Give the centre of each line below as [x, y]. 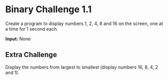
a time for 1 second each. [32, 29]
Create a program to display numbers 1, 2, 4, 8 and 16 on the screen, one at [84, 23]
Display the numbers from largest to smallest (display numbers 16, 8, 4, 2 [82, 67]
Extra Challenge [31, 55]
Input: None [18, 39]
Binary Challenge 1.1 [48, 9]
